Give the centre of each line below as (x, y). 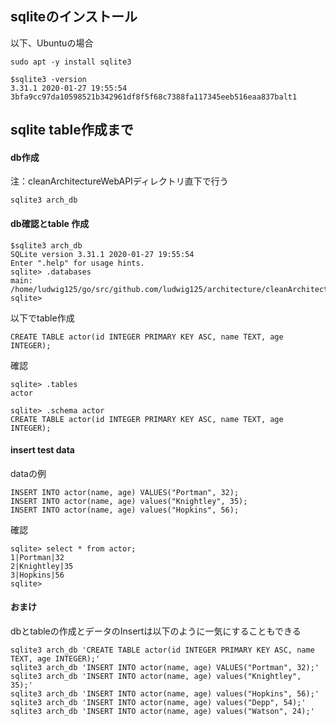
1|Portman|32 (37, 557)
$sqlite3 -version (48, 79)
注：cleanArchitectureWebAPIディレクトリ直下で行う (119, 181)
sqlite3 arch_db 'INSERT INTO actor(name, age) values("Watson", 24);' (162, 712)
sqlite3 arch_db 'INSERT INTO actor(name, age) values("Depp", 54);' (158, 703)
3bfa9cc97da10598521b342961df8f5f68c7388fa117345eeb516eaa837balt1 (154, 97)
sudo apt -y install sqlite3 (71, 62)
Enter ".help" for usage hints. (77, 263)
